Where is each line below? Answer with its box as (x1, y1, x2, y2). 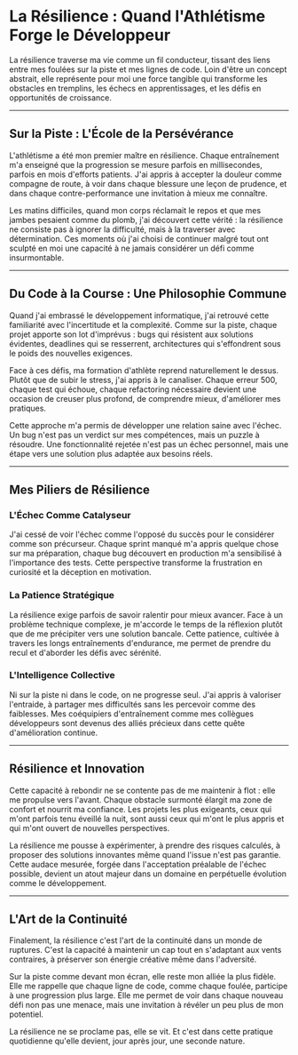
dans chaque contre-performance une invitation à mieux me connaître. (9, 188, 268, 198)
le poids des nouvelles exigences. (9, 348, 133, 358)
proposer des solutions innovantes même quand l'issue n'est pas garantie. (9, 849, 281, 859)
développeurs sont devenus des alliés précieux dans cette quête (9, 717, 246, 728)
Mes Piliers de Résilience (9, 482, 151, 497)
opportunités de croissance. (9, 92, 113, 103)
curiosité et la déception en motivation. (9, 567, 153, 578)
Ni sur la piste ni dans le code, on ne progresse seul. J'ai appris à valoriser (9, 689, 282, 699)
